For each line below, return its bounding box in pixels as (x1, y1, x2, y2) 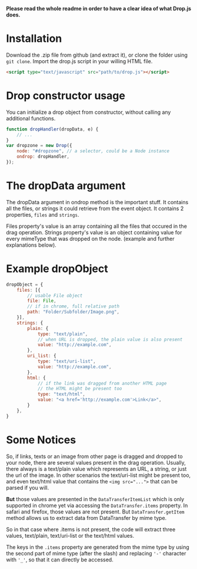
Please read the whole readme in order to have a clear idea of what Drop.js (6, 5, 192, 12)
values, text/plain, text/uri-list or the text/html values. (6, 532, 134, 539)
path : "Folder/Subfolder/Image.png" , (27, 309, 119, 315)
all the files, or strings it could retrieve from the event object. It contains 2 (6, 205, 184, 212)
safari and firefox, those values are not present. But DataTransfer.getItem (6, 508, 185, 515)
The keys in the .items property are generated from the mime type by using (6, 543, 189, 551)
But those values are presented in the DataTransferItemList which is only (6, 495, 185, 502)
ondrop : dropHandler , (16, 153, 69, 160)
